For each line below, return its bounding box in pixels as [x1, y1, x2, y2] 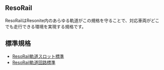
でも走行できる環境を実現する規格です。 [5, 23, 87, 29]
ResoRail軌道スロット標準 [12, 53, 65, 59]
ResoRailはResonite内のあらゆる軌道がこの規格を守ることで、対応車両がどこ [5, 17, 160, 23]
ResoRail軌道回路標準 [12, 59, 56, 65]
